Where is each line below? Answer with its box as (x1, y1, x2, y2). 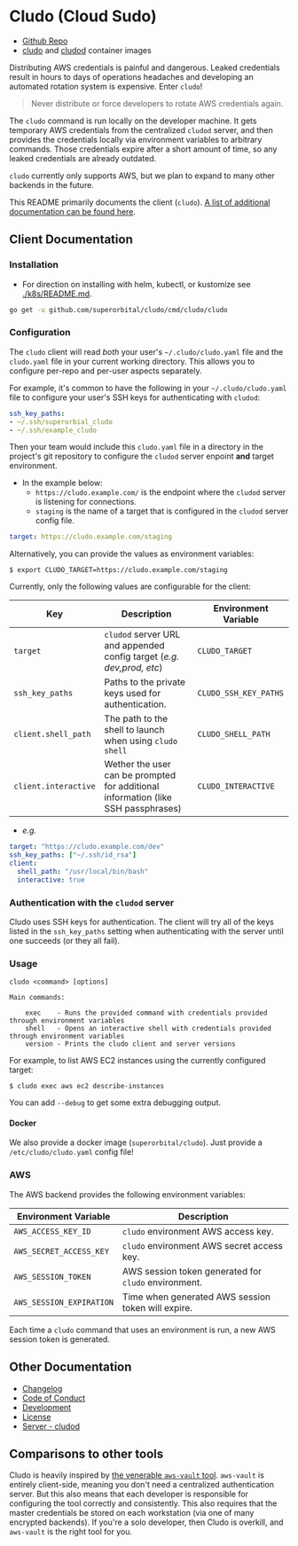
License (21, 1411, 51, 1422)
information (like (104, 791, 173, 804)
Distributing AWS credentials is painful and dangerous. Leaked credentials (9, 62, 281, 73)
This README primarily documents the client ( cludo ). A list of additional (9, 197, 271, 208)
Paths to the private (104, 676, 186, 688)
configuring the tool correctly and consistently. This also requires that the (9, 1498, 278, 1509)
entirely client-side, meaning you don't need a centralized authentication (9, 1479, 275, 1490)
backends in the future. (9, 179, 95, 190)
